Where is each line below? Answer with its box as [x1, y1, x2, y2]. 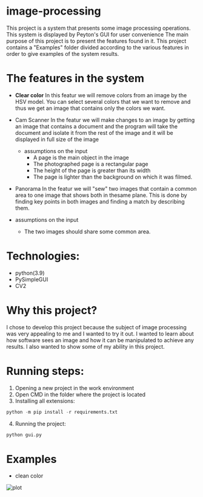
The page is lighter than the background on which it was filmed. [33, 173, 193, 180]
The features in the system [6, 72, 144, 86]
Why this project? [6, 304, 98, 317]
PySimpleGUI [15, 275, 48, 283]
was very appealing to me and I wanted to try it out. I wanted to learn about [6, 330, 194, 337]
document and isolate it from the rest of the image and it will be [15, 129, 174, 136]
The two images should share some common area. [24, 228, 151, 235]
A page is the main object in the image [33, 154, 129, 161]
